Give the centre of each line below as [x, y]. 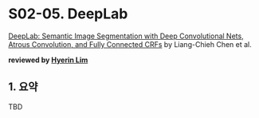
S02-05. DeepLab [68, 14]
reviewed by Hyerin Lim [48, 60]
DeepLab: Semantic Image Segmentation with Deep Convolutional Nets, [126, 36]
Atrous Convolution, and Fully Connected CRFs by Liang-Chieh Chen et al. [130, 44]
